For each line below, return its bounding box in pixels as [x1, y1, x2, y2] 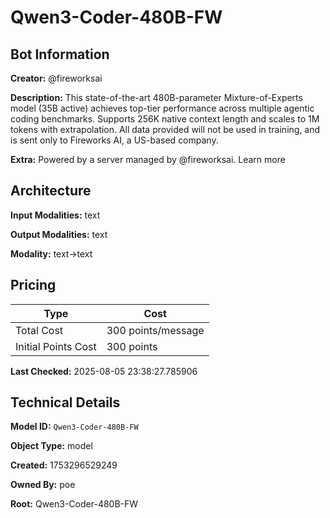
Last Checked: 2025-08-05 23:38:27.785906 [10, 365, 198, 377]
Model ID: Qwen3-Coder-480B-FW [10, 421, 139, 433]
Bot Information [10, 46, 110, 63]
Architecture [10, 182, 92, 200]
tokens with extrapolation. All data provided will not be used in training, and [10, 124, 321, 135]
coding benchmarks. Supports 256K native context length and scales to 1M [10, 113, 320, 125]
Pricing [10, 277, 57, 294]
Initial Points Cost [15, 339, 97, 353]
